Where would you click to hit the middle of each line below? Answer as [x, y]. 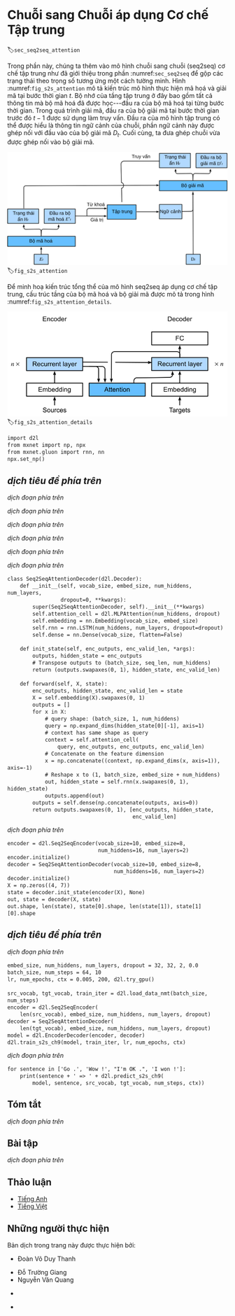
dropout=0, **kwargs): [94, 600]
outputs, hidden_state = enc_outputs [87, 656]
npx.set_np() [26, 459]
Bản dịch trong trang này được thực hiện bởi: [72, 1245]
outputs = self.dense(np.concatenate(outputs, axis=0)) [115, 802]
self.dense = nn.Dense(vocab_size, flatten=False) [108, 635]
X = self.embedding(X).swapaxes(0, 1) [89, 698]
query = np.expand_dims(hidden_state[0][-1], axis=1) [124, 726]
